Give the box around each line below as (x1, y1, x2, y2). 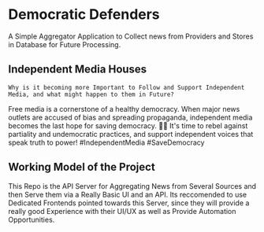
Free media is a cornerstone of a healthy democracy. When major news (8, 104, 240, 113)
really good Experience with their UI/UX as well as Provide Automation (8, 206, 236, 215)
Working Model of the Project (8, 160, 155, 174)
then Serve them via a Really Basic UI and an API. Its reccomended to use (8, 190, 247, 199)
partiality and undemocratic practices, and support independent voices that (8, 129, 254, 138)
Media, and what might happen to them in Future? (8, 90, 175, 98)
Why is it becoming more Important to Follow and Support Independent (8, 83, 245, 91)
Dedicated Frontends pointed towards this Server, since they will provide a (8, 198, 250, 208)
